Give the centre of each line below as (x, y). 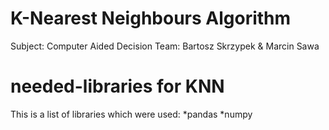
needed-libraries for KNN (117, 86)
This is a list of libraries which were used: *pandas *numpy (131, 114)
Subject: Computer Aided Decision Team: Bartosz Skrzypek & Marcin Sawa (165, 46)
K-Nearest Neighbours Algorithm (151, 18)
